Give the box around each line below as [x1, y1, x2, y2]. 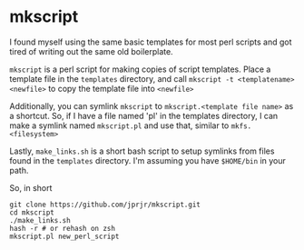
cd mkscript [9, 207, 54, 217]
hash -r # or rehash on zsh [9, 224, 116, 233]
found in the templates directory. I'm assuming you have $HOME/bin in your [9, 155, 286, 165]
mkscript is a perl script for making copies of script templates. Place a [9, 64, 271, 75]
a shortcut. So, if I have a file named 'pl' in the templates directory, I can [9, 110, 279, 121]
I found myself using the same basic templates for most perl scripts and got [9, 36, 292, 47]
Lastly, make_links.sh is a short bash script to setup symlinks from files [9, 145, 275, 156]
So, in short [9, 182, 53, 193]
